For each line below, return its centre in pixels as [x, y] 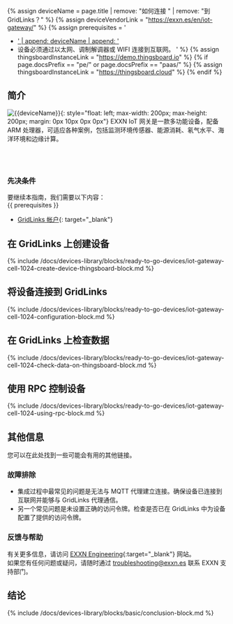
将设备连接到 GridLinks [57, 292]
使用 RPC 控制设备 [46, 388]
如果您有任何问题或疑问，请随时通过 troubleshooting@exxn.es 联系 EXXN [113, 563]
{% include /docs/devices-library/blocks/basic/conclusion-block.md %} [111, 613]
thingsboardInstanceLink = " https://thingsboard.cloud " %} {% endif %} [120, 72]
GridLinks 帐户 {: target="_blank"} [65, 220]
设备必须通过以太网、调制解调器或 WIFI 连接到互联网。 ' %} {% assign [118, 49]
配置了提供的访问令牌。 [51, 518]
